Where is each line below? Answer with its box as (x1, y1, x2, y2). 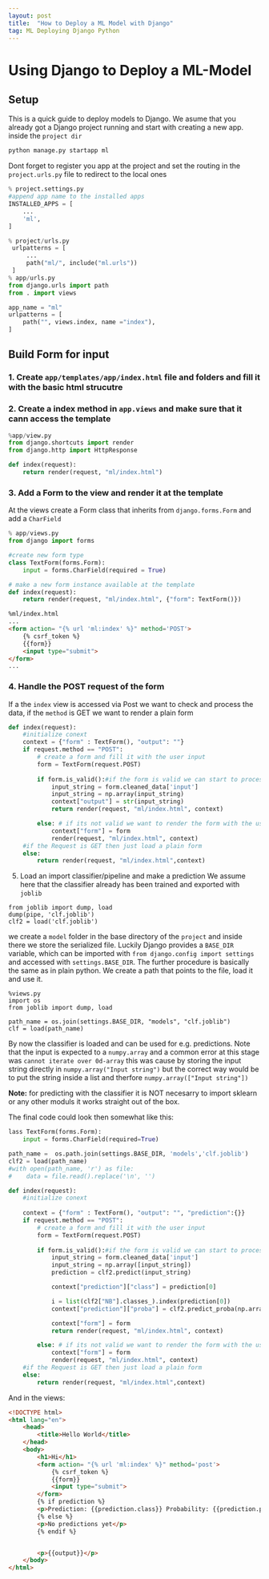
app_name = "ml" (8, 303, 62, 311)
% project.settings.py (8, 185, 84, 193)
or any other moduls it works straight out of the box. (8, 1097, 180, 1107)
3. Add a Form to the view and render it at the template (8, 487, 224, 498)
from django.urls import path (8, 281, 110, 289)
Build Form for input (8, 348, 110, 361)
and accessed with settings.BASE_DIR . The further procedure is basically (8, 958, 250, 967)
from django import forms (8, 537, 94, 545)
